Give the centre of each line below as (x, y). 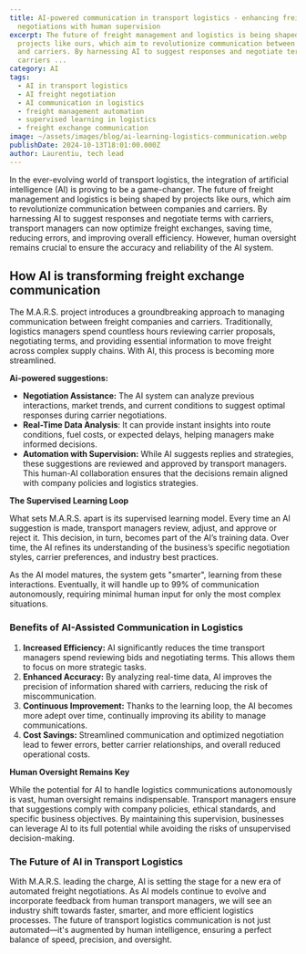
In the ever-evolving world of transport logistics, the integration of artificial (149, 180)
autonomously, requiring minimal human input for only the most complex (145, 595)
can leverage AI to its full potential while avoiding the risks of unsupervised (150, 828)
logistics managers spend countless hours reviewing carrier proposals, (143, 332)
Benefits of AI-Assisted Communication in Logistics (127, 627)
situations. (29, 604)
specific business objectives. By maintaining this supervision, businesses (147, 818)
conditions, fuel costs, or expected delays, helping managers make (148, 435)
